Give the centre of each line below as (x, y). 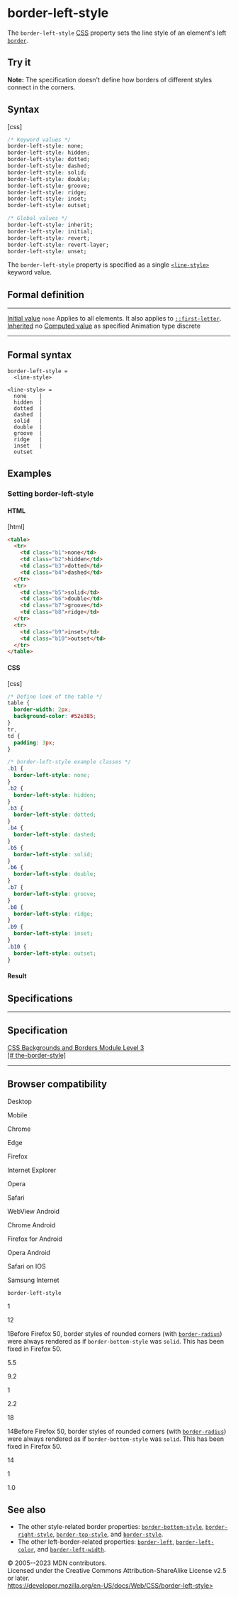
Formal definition (46, 295)
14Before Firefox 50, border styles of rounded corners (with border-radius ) (117, 1431)
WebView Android (34, 1211)
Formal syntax (40, 355)
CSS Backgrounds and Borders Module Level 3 (76, 1047)
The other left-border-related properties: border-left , (96, 1542)
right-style (35, 1535)
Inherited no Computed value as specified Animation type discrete (104, 326)
